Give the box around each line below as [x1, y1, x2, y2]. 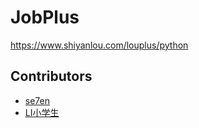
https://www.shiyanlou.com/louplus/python [10, 39, 189, 51]
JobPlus [10, 6, 80, 29]
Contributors [10, 68, 93, 85]
